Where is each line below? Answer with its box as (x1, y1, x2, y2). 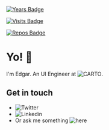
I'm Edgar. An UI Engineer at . (6, 70, 104, 77)
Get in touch (6, 88, 53, 98)
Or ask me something (14, 117, 69, 124)
